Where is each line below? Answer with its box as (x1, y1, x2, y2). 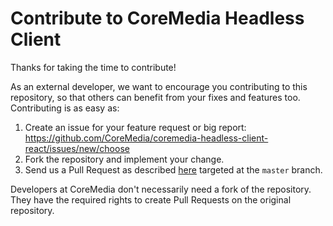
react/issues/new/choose (24, 142, 130, 154)
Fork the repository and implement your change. (24, 153, 225, 165)
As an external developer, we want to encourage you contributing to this (10, 80, 308, 92)
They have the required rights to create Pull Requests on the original (10, 193, 292, 206)
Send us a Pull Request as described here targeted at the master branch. (24, 163, 323, 176)
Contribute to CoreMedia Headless (10, 7, 305, 30)
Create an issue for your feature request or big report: (24, 121, 247, 133)
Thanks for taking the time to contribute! (10, 61, 177, 73)
